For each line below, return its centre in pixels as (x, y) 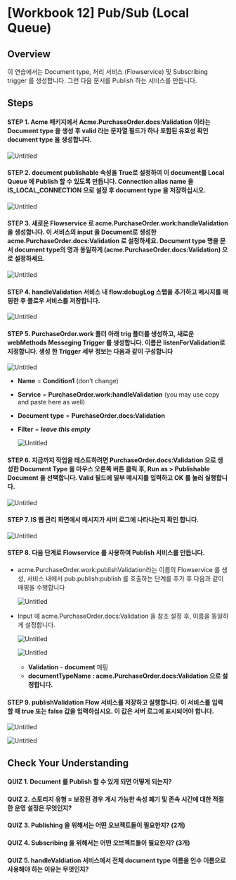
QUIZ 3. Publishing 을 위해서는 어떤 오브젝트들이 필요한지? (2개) (97, 825)
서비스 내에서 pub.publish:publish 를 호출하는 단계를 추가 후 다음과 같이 (125, 578)
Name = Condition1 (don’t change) (68, 381)
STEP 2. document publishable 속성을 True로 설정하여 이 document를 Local (116, 173)
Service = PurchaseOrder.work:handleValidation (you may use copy (118, 395)
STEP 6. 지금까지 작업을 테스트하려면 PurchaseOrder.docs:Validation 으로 (112, 460)
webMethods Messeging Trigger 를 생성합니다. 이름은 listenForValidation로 (116, 342)
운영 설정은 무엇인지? (43, 807)
